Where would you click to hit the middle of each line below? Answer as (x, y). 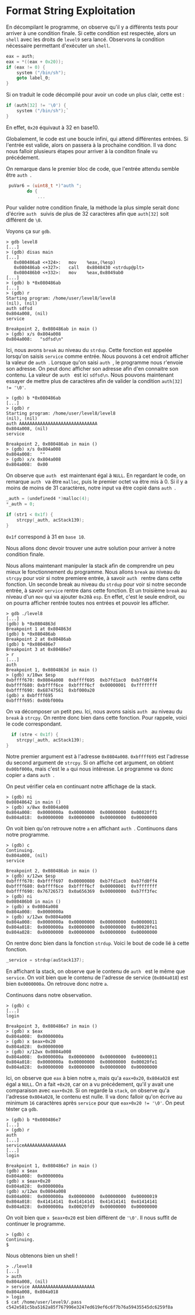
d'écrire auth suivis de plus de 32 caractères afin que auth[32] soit (87, 214)
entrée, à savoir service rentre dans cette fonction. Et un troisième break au (97, 590)
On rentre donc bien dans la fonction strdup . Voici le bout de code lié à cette (97, 943)
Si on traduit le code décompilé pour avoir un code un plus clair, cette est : (95, 95)
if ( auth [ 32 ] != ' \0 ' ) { (36, 106)
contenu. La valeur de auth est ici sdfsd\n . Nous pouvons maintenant (90, 375)
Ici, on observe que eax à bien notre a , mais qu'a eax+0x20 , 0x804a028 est (93, 1078)
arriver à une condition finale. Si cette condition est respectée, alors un (91, 33)
